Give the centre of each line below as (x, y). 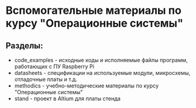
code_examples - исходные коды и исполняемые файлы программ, (101, 60)
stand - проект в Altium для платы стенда (68, 98)
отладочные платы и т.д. (46, 79)
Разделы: (24, 46)
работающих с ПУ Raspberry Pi (54, 66)
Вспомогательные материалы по (93, 11)
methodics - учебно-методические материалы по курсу (87, 86)
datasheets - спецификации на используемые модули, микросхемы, (102, 73)
